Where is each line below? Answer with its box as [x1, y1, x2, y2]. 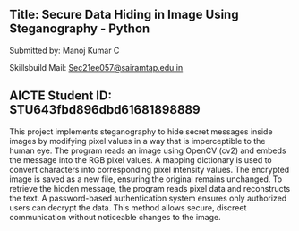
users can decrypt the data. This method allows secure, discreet [9, 201, 247, 213]
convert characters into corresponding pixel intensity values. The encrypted [9, 164, 290, 175]
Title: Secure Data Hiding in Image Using [9, 7, 239, 22]
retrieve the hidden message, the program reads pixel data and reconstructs [9, 183, 291, 193]
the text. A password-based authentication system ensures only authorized [9, 192, 287, 203]
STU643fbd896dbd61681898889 [9, 102, 201, 117]
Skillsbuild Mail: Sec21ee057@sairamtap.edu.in [9, 62, 184, 73]
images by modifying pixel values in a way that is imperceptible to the [9, 135, 266, 146]
